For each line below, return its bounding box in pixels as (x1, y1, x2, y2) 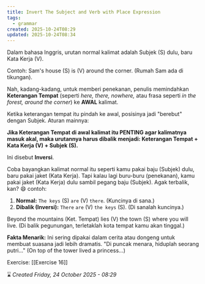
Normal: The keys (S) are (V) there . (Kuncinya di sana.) (15, 197, 155, 204)
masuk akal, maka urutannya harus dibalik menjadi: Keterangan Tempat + (7, 136, 198, 143)
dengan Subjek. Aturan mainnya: (7, 117, 89, 125)
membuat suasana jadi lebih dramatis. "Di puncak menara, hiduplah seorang (7, 240, 199, 248)
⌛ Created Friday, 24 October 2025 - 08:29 (7, 271, 117, 278)
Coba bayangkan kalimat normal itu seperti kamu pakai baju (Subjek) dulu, (7, 166, 195, 173)
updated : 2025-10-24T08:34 (7, 32, 76, 38)
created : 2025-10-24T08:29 (7, 26, 76, 33)
